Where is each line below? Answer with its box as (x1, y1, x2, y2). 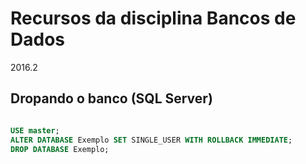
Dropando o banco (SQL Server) (10, 90, 213, 107)
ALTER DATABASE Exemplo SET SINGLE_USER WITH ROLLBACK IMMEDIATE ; (10, 135, 293, 145)
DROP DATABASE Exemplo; (10, 144, 110, 154)
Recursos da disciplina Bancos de (10, 7, 297, 30)
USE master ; (10, 125, 60, 136)
